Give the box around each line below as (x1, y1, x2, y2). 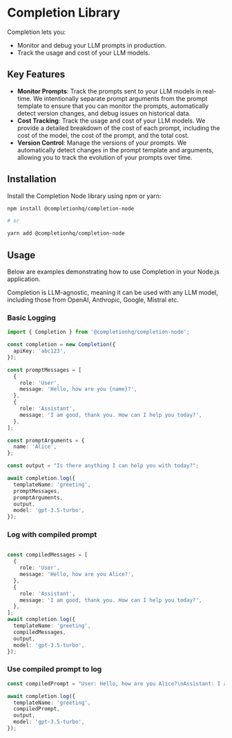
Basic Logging (7, 313, 57, 323)
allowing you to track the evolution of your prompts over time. (17, 153, 193, 161)
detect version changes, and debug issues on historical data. (17, 109, 191, 117)
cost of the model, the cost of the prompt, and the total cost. (17, 131, 190, 139)
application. (7, 275, 41, 283)
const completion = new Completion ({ (7, 341, 116, 348)
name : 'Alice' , (13, 443, 57, 451)
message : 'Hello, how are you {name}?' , (19, 386, 137, 393)
